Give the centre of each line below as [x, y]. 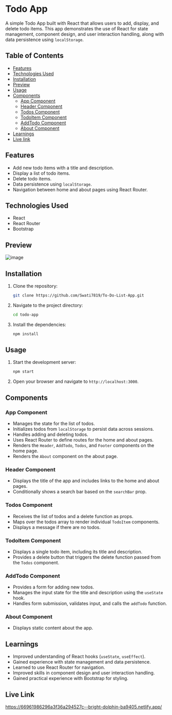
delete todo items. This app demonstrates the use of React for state [77, 28]
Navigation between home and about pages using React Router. [80, 189]
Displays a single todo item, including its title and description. [78, 552]
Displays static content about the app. [53, 628]
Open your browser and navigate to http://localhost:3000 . [75, 381]
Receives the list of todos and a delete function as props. [73, 516]
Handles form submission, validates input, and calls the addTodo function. [90, 603]
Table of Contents [35, 56]
